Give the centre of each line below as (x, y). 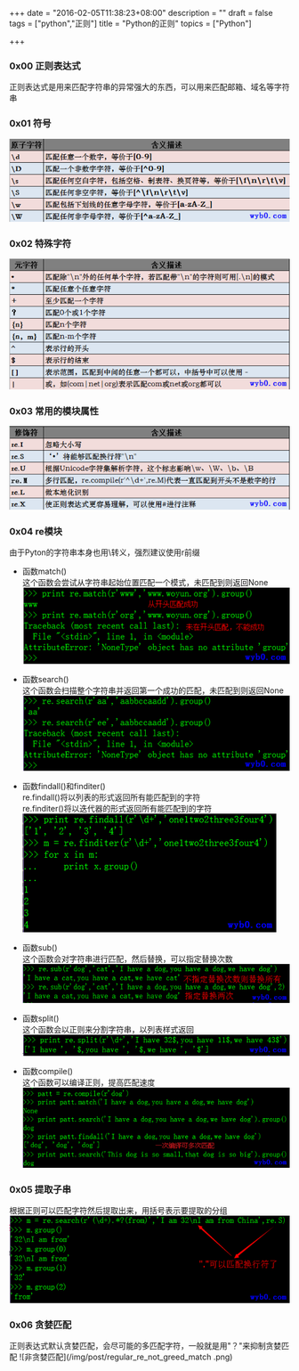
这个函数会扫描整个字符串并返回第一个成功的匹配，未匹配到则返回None (153, 690)
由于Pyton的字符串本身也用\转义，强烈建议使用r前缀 (105, 552)
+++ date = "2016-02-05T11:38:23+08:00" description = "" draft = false (141, 13)
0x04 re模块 (36, 531)
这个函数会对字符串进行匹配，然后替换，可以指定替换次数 (127, 959)
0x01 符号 (30, 124)
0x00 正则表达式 (45, 66)
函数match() (44, 571)
